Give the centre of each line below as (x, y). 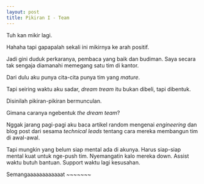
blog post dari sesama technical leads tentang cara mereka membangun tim (102, 131)
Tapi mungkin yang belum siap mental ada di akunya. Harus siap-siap (94, 149)
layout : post (23, 12)
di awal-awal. (23, 138)
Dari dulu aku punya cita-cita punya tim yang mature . (73, 77)
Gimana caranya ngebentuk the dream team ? (63, 112)
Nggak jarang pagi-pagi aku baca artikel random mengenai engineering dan (102, 124)
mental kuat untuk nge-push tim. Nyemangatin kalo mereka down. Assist (98, 156)
